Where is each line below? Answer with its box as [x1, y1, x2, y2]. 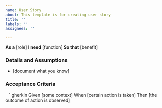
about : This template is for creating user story [5, 12, 111, 17]
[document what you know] [12, 68, 70, 74]
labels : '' [5, 21, 28, 27]
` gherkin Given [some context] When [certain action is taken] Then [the [9, 92, 157, 98]
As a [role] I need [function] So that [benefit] [5, 44, 98, 50]
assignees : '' [5, 26, 35, 31]
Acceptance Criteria [5, 81, 56, 88]
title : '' [5, 17, 26, 22]
